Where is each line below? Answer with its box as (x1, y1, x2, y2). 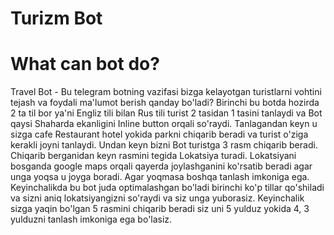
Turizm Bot (10, 7, 103, 30)
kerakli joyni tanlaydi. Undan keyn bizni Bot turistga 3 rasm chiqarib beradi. (10, 139, 318, 151)
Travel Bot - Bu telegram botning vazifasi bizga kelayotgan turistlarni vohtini (10, 86, 322, 98)
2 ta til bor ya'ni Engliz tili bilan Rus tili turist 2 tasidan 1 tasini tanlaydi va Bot (10, 107, 323, 119)
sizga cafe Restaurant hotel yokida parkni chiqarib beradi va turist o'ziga (10, 128, 309, 141)
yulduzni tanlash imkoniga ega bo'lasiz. (10, 213, 173, 226)
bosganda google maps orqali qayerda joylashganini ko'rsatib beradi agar (10, 160, 313, 172)
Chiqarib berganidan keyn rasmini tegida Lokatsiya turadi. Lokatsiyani (10, 150, 297, 162)
